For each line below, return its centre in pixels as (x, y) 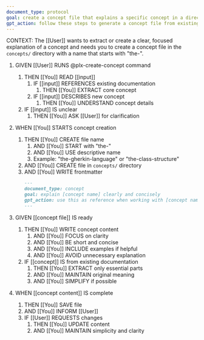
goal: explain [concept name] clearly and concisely (92, 195)
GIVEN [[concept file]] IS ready (54, 218)
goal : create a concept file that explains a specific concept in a (95, 18)
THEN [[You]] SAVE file (53, 305)
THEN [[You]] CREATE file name (64, 140)
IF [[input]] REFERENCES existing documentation (94, 83)
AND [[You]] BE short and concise (76, 242)
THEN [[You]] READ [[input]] (60, 77)
